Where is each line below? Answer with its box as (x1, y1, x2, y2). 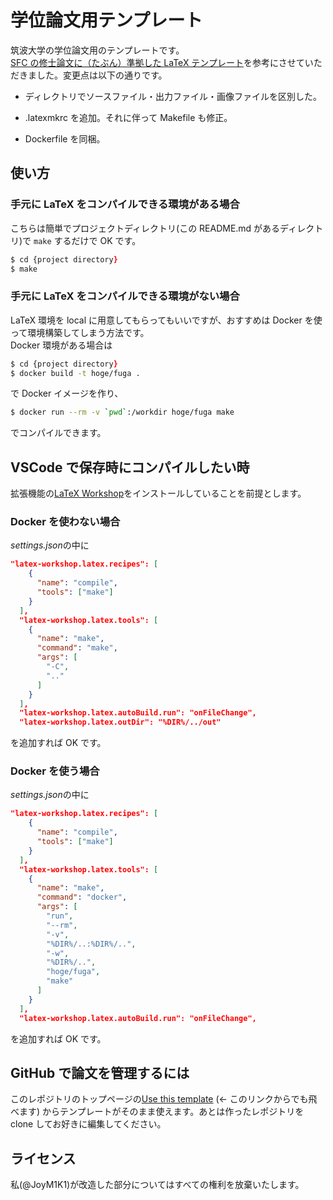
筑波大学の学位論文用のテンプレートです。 (10, 44, 185, 56)
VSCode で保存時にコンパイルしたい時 (10, 459, 250, 476)
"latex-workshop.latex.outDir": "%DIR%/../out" (19, 717, 222, 728)
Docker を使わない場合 (10, 515, 121, 529)
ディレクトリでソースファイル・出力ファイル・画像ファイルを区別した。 (24, 90, 323, 102)
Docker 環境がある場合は (10, 339, 113, 351)
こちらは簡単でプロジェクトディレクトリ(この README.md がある (10, 222, 281, 234)
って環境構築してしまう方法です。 (10, 326, 150, 338)
